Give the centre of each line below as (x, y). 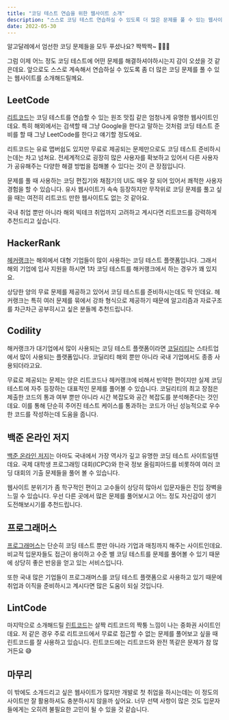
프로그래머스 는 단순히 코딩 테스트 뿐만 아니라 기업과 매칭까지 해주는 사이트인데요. (115, 545)
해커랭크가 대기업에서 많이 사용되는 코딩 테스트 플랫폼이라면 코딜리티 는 (101, 348)
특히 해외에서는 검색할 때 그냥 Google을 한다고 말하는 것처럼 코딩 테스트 (117, 126)
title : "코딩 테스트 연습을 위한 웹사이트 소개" (66, 13)
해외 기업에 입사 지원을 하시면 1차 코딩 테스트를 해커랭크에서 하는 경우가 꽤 (106, 269)
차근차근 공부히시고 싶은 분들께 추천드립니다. (73, 309)
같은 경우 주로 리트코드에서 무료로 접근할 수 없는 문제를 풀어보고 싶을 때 (123, 634)
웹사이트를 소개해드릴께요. (49, 78)
